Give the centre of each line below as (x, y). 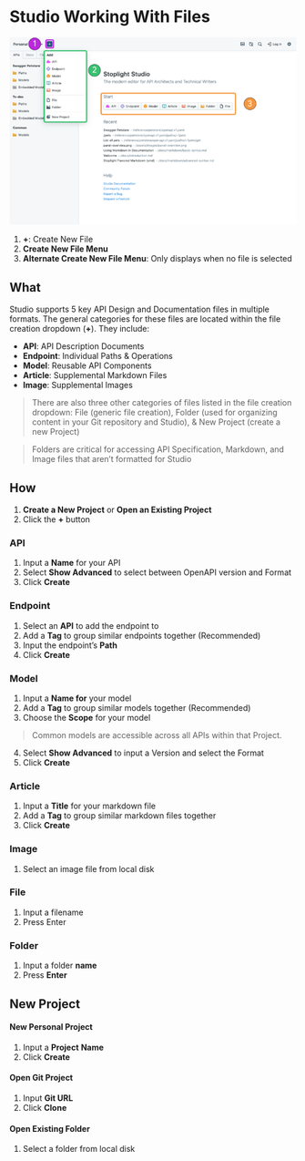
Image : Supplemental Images (78, 385)
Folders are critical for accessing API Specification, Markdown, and (158, 449)
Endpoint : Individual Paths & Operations (97, 356)
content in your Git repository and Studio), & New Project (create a (156, 422)
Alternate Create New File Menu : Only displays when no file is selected (158, 259)
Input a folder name (60, 966)
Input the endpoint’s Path (70, 645)
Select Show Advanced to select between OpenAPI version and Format (157, 572)
